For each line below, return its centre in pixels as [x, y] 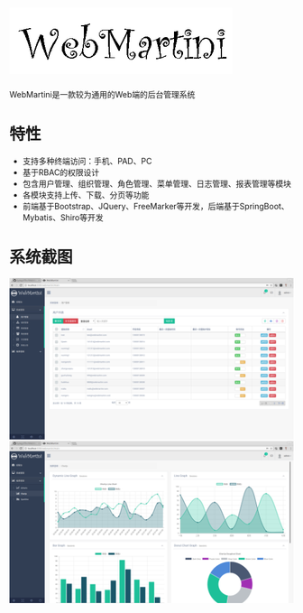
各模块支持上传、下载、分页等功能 [86, 195]
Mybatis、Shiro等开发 [63, 217]
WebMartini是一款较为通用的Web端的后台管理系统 [102, 94]
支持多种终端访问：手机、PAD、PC [87, 161]
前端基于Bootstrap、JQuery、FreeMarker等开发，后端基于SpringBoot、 [156, 206]
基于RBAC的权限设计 [61, 172]
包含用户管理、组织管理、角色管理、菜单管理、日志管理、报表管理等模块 [156, 183]
